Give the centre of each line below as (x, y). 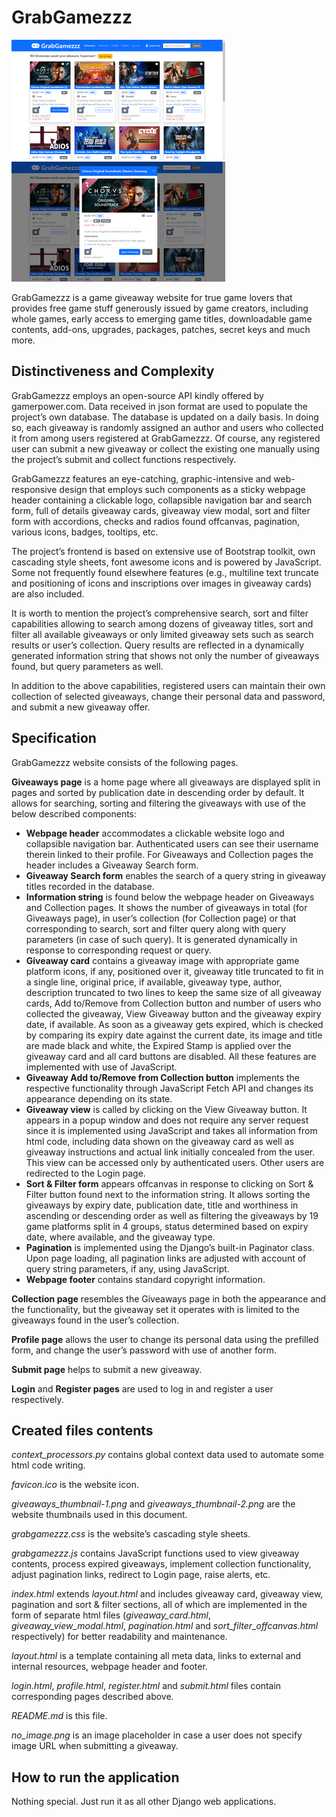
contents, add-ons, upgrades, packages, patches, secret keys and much (161, 329)
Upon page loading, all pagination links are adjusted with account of (166, 1258)
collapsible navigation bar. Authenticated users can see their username (172, 843)
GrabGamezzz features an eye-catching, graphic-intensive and (141, 478)
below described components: (74, 813)
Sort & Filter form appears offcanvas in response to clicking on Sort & (169, 1183)
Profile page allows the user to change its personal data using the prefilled (165, 1339)
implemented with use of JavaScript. (101, 1067)
